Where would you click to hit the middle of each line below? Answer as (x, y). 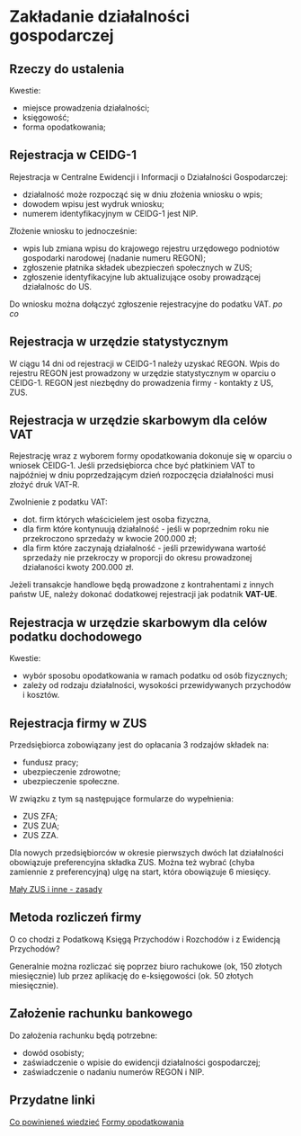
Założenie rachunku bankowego (101, 1014)
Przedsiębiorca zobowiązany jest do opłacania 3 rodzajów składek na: (139, 745)
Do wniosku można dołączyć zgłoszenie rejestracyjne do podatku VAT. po (146, 304)
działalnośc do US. (57, 286)
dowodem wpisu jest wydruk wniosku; (93, 203)
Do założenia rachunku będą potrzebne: (84, 1035)
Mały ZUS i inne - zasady (56, 890)
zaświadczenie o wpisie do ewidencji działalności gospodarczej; (141, 1062)
